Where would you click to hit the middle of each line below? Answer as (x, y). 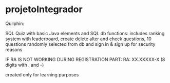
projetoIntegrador (44, 9)
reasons (14, 49)
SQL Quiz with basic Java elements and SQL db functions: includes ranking (85, 33)
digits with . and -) (25, 65)
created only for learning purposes (42, 74)
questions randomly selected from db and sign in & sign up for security (80, 44)
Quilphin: (15, 23)
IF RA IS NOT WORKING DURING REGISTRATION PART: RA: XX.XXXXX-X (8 (85, 59)
